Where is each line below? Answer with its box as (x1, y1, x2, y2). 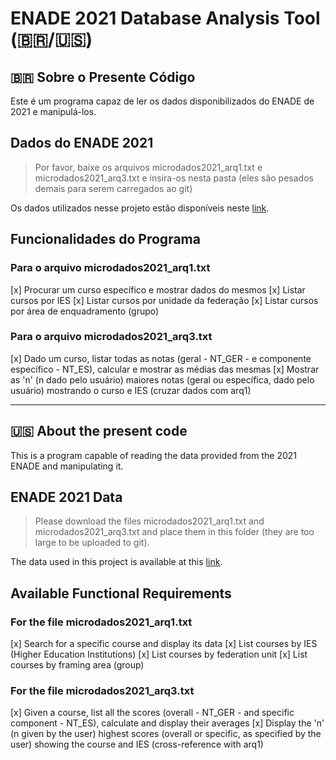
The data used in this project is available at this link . (10, 556, 223, 568)
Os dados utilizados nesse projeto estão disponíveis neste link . (10, 202, 270, 214)
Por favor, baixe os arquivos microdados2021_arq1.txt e (34, 161, 263, 173)
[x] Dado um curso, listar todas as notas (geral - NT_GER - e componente (10, 352, 312, 364)
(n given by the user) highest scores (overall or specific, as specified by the (10, 728, 322, 740)
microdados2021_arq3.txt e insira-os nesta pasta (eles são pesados (34, 172, 314, 184)
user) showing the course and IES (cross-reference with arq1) (10, 738, 264, 751)
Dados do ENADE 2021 (10, 135, 154, 152)
